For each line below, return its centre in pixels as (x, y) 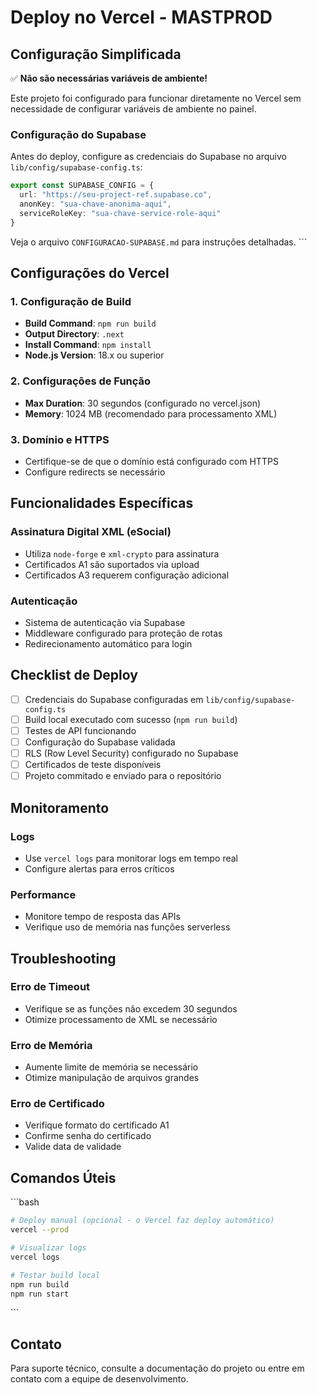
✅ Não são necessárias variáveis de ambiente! (109, 78)
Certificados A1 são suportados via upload (112, 564)
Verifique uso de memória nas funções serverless (127, 927)
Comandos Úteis (63, 1177)
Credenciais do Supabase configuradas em (114, 699)
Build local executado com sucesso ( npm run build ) (131, 719)
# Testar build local (55, 1275)
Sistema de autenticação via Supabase (105, 622)
